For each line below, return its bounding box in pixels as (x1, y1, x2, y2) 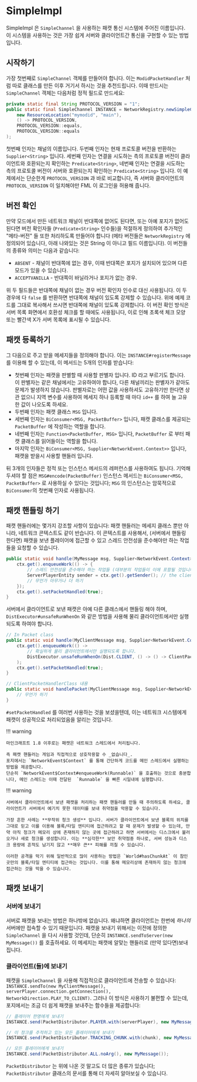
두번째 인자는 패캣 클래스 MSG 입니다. (14, 408, 98, 415)
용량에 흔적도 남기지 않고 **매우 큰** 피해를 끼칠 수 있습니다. (12, 842, 146, 847)
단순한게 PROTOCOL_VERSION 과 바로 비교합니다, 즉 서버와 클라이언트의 (26, 175, 184, 182)
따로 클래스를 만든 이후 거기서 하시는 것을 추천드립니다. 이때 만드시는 (12, 82, 169, 89)
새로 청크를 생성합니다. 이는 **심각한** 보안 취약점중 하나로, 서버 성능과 (20, 836, 177, 842)
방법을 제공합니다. (6, 764, 44, 770)
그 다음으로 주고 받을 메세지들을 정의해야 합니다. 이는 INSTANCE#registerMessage (6, 351, 191, 359)
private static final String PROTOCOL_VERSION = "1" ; (6, 101, 141, 107)
